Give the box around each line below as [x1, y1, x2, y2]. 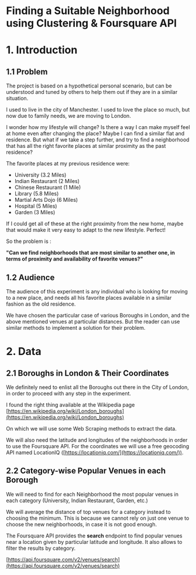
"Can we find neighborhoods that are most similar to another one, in [6, 249, 176, 256]
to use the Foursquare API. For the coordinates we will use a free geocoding [6, 443, 190, 449]
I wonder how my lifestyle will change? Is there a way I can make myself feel [6, 124, 190, 131]
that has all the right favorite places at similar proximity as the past [6, 143, 166, 150]
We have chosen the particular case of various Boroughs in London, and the [6, 312, 190, 319]
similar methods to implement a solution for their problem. [6, 324, 146, 331]
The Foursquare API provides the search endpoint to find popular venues [6, 532, 183, 539]
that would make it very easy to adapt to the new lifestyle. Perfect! [6, 226, 166, 234]
